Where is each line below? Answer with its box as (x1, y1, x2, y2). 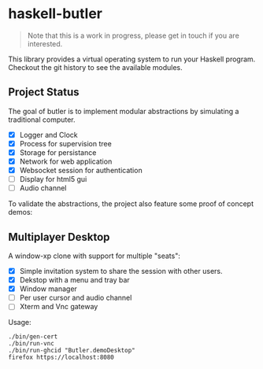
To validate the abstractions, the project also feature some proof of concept (8, 199, 254, 208)
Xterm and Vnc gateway (19, 302, 98, 312)
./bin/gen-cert (8, 333, 58, 341)
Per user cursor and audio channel (19, 293, 132, 303)
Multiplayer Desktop (8, 230, 110, 244)
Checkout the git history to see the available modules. (8, 62, 183, 72)
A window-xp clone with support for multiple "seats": (8, 251, 181, 260)
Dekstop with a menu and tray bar (19, 275, 130, 285)
